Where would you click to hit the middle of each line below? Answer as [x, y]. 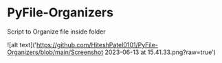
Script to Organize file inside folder [56, 32]
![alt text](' [22, 45]
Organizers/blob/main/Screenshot [55, 52]
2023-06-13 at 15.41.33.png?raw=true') [160, 52]
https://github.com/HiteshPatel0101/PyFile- [97, 45]
